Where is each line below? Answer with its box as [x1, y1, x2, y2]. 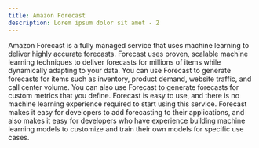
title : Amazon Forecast [8, 11, 86, 20]
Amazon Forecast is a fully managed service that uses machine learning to [8, 40, 250, 50]
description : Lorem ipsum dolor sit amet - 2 [8, 19, 159, 27]
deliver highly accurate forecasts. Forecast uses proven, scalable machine [8, 49, 249, 58]
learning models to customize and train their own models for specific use [8, 124, 244, 134]
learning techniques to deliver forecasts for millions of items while [8, 57, 221, 67]
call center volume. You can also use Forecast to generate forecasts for [8, 82, 239, 91]
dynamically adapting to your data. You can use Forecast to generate [8, 65, 232, 75]
